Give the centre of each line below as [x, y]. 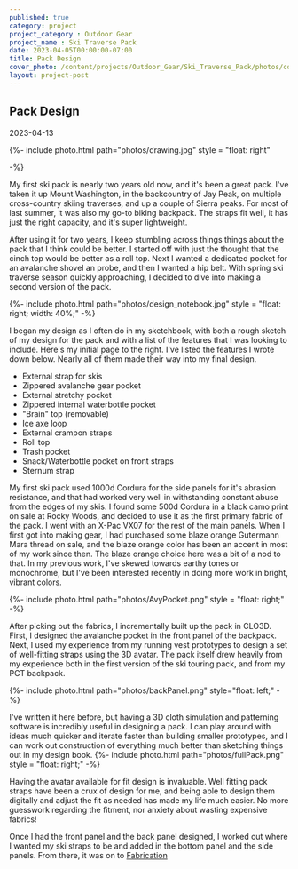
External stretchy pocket [67, 395]
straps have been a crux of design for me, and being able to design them [142, 791]
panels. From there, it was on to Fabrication [89, 855]
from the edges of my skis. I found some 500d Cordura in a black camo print [149, 506]
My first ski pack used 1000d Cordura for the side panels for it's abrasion [143, 487]
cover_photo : [33, 68]
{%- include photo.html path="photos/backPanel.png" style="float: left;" [142, 690]
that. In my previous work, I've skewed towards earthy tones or [124, 563]
